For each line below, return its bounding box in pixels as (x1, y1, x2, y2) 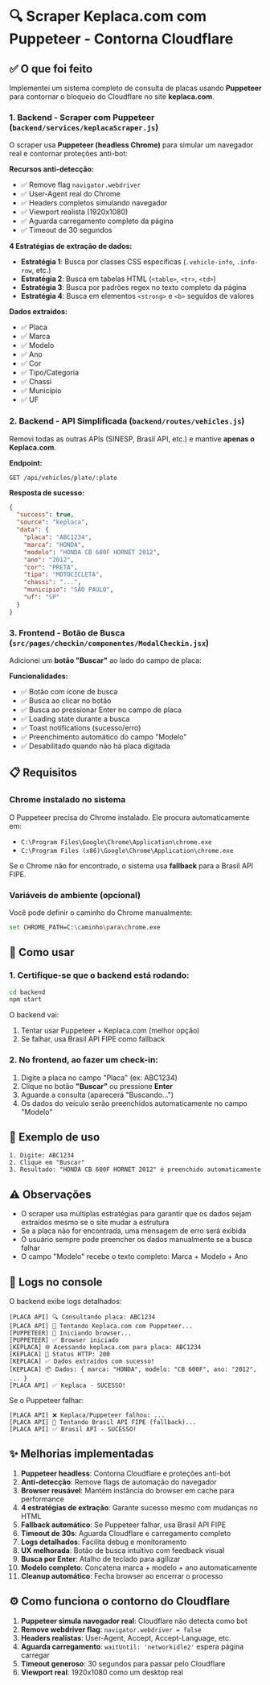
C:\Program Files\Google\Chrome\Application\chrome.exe (20, 838, 212, 847)
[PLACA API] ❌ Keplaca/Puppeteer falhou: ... (9, 1411, 166, 1419)
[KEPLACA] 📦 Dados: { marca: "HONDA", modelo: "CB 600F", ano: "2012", (9, 1365, 257, 1374)
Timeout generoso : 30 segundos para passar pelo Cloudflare (20, 1658, 226, 1668)
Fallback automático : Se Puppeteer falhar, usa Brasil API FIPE (20, 1520, 227, 1530)
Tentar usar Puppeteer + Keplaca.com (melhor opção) (20, 1025, 200, 1036)
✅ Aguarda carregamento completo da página (20, 216, 174, 226)
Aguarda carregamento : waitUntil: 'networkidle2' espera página (20, 1642, 244, 1651)
